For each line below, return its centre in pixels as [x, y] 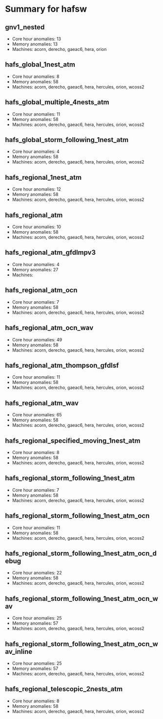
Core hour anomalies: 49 [37, 339]
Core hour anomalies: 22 [37, 573]
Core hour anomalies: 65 [37, 415]
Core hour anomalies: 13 [37, 39]
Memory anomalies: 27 [35, 269]
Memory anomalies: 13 [35, 44]
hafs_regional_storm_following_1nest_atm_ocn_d [81, 553]
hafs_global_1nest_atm [40, 65]
